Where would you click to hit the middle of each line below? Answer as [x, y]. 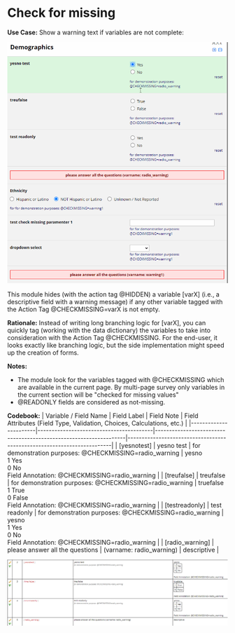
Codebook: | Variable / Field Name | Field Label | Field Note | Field [103, 416]
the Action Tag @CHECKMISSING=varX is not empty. [84, 309]
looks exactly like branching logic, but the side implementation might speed [116, 345]
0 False [18, 497]
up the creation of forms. [43, 353]
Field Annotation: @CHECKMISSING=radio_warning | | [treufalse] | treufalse [116, 475]
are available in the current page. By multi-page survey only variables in [121, 387]
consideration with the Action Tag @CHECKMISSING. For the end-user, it [113, 337]
